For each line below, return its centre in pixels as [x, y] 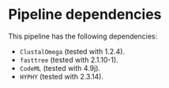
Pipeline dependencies [85, 15]
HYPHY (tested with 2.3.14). [62, 76]
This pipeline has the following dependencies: [83, 36]
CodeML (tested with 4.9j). [60, 68]
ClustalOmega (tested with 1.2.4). [72, 51]
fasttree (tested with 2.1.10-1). [69, 60]
